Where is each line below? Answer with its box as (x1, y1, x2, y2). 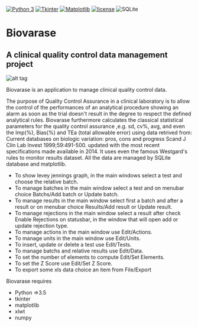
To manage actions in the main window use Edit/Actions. (14, 228, 152, 235)
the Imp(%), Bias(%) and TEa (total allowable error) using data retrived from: (6, 129, 192, 136)
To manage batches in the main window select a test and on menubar (14, 184, 184, 192)
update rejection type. (14, 222, 69, 229)
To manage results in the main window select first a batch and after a (14, 197, 183, 204)
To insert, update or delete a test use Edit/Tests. (14, 241, 132, 248)
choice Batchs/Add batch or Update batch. (14, 191, 119, 198)
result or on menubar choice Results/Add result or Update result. (14, 203, 173, 210)
